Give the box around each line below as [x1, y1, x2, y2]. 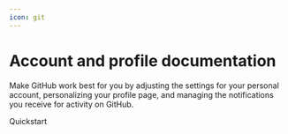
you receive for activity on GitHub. [9, 99, 134, 109]
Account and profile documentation [9, 50, 277, 71]
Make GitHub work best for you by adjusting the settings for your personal [9, 80, 280, 91]
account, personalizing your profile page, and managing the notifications [9, 89, 274, 100]
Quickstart [9, 115, 48, 126]
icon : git [9, 12, 46, 22]
